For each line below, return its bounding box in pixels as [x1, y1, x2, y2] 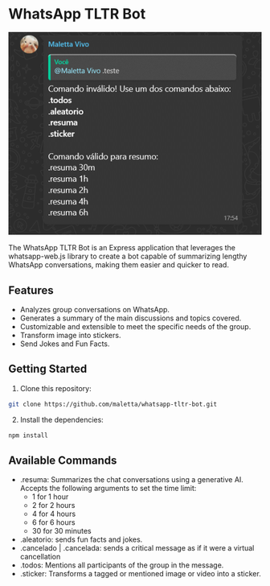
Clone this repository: [19, 383, 92, 393]
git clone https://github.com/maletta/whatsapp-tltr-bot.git [8, 400, 218, 408]
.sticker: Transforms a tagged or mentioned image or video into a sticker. [19, 569, 261, 579]
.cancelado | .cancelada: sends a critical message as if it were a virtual [19, 543, 255, 553]
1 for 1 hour [31, 492, 69, 501]
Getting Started [8, 362, 88, 376]
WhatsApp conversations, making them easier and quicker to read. [8, 260, 229, 270]
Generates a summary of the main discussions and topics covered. [19, 313, 242, 323]
